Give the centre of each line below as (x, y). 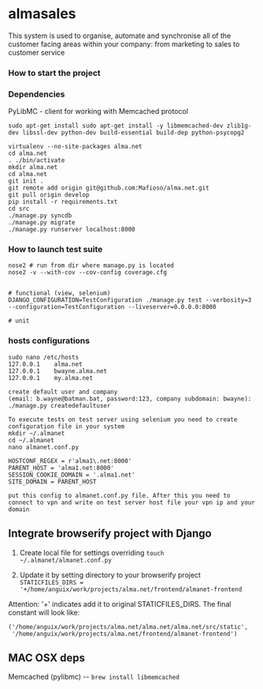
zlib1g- (239, 126)
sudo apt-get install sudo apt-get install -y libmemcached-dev (116, 126)
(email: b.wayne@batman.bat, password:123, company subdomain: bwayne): (130, 399)
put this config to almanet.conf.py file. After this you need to (119, 495)
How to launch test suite (56, 250)
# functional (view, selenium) (59, 293)
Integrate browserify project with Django (110, 534)
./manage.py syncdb (40, 216)
